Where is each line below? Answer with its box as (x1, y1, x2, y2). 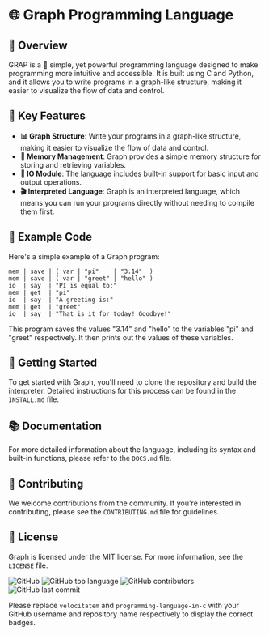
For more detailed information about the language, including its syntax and (8, 445, 256, 454)
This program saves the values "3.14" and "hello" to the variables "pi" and (8, 324, 254, 334)
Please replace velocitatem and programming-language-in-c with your (8, 600, 240, 610)
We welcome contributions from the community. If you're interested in (8, 498, 242, 508)
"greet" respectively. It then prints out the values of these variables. (8, 332, 234, 342)
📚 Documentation (8, 419, 103, 433)
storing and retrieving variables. (19, 160, 127, 169)
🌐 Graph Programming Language (8, 6, 234, 24)
